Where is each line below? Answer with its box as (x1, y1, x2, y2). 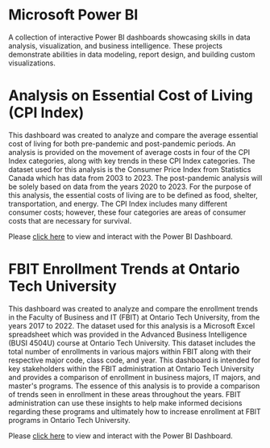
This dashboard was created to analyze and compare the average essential (8, 130, 259, 140)
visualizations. (8, 58, 56, 68)
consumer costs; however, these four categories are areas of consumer (8, 207, 247, 217)
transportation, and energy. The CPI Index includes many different (8, 199, 228, 208)
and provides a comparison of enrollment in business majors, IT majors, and (8, 372, 260, 382)
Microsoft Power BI (8, 6, 139, 24)
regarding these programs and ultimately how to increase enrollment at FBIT (8, 406, 262, 417)
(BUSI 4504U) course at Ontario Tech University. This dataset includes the (8, 337, 256, 348)
